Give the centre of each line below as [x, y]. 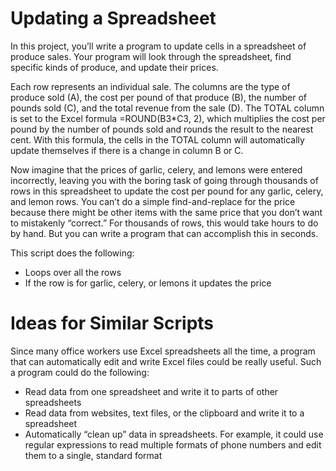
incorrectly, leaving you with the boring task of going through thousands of [164, 180]
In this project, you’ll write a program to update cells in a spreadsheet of [158, 46]
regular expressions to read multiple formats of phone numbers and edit [173, 444]
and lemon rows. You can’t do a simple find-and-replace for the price [153, 201]
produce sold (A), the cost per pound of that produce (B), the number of [159, 97]
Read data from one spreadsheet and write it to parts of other [151, 391]
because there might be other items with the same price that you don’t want [166, 212]
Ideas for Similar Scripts [112, 323]
